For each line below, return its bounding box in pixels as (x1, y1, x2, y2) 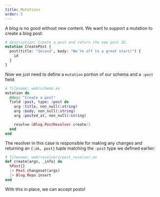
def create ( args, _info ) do (5, 159, 63, 164)
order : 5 (5, 12, 23, 17)
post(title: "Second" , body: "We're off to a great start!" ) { (9, 49, 141, 54)
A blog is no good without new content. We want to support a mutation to (5, 25, 153, 31)
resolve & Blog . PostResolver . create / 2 (14, 122, 91, 127)
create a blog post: (5, 30, 43, 36)
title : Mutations (5, 7, 41, 12)
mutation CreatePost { (5, 44, 51, 49)
